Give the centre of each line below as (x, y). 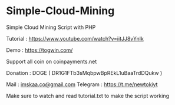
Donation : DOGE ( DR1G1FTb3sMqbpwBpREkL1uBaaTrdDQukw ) (84, 73)
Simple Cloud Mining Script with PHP (51, 27)
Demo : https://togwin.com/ (39, 50)
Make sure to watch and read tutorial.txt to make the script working (88, 96)
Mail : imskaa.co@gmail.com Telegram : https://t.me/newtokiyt (82, 84)
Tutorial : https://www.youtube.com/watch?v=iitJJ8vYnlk (75, 38)
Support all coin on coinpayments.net (52, 61)
